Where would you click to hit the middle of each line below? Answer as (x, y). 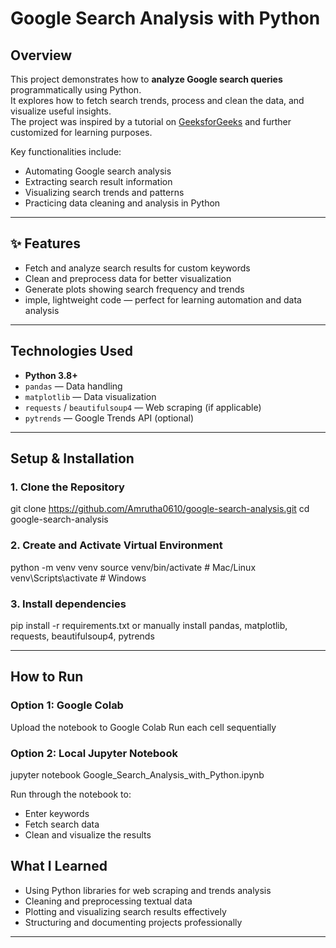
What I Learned (59, 866)
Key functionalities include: (66, 151)
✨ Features (45, 243)
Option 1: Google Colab (67, 705)
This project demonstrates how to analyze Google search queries (146, 79)
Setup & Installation (72, 458)
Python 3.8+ (51, 375)
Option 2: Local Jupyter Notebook (94, 753)
